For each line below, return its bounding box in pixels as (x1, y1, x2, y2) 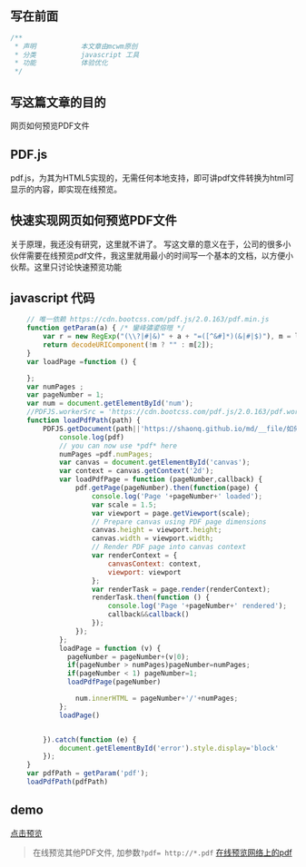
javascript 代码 (10, 291, 95, 306)
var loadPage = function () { (26, 357, 137, 366)
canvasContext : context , (107, 559, 202, 568)
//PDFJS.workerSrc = (26, 408, 104, 417)
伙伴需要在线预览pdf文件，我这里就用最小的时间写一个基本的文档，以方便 (10, 250, 286, 261)
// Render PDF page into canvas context (91, 543, 247, 552)
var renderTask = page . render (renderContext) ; (91, 585, 271, 594)
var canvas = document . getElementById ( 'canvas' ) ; (58, 458, 251, 468)
